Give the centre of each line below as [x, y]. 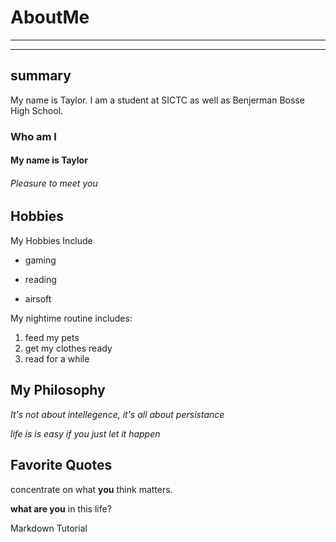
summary [41, 76]
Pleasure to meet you [54, 183]
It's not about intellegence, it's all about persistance [117, 414]
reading [40, 279]
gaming [40, 260]
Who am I [33, 136]
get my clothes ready [68, 348]
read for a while [57, 358]
